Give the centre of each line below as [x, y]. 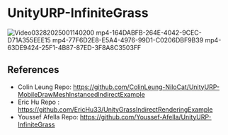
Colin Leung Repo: [45, 87]
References [33, 70]
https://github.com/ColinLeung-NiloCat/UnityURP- [147, 87]
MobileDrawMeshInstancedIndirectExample [81, 94]
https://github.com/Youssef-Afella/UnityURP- [146, 117]
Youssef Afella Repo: [48, 117]
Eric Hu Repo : [39, 102]
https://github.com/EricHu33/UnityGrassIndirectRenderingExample [115, 109]
